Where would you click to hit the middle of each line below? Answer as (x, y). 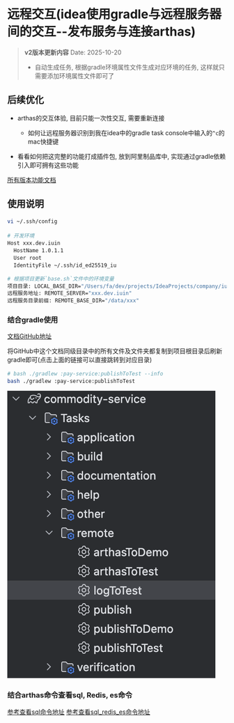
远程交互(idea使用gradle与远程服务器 (114, 14)
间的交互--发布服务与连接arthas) (102, 32)
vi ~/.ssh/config (32, 221)
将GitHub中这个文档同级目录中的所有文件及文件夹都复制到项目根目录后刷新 (115, 351)
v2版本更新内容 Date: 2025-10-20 (73, 52)
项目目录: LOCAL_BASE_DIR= (44, 286)
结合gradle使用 (33, 320)
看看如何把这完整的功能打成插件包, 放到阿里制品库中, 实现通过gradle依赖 (122, 156)
